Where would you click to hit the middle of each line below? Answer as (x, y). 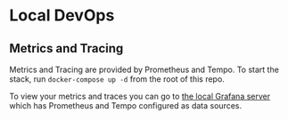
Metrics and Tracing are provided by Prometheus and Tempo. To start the (144, 69)
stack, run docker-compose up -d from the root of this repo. (117, 79)
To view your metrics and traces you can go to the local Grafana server (140, 96)
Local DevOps (62, 16)
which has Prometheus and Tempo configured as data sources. (126, 106)
